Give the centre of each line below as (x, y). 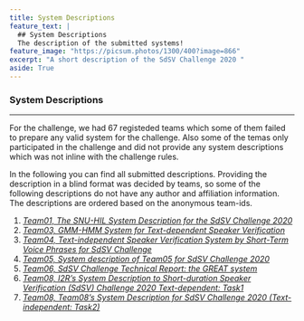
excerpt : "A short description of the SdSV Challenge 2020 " (127, 60)
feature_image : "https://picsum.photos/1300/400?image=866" (125, 52)
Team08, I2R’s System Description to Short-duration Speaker (137, 279)
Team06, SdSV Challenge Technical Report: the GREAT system (140, 269)
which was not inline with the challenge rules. (94, 157)
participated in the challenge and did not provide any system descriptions (147, 147)
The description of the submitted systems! (100, 43)
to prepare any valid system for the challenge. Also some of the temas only (149, 137)
